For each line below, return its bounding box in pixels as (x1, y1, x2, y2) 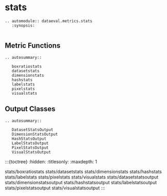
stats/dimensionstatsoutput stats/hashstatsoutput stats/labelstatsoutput (5, 179, 157, 185)
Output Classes (5, 104, 56, 114)
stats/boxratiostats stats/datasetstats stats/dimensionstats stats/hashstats (5, 168, 162, 175)
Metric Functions (5, 41, 61, 50)
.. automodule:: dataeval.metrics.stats (5, 18, 93, 24)
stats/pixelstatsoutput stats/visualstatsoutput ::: (5, 185, 105, 191)
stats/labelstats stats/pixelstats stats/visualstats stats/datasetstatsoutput (5, 173, 159, 180)
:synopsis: (11, 23, 35, 28)
